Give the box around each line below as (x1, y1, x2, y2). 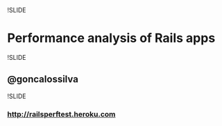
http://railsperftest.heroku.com (7, 109, 116, 119)
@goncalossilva (7, 73, 78, 86)
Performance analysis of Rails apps (7, 31, 216, 46)
